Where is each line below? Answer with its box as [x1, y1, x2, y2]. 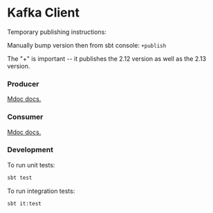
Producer [7, 79, 39, 89]
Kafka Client [7, 5, 80, 21]
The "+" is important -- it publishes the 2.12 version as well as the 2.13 [7, 54, 206, 63]
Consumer [7, 112, 44, 122]
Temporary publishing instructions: [7, 28, 107, 36]
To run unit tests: [7, 160, 55, 169]
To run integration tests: [7, 187, 75, 195]
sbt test [7, 174, 33, 181]
